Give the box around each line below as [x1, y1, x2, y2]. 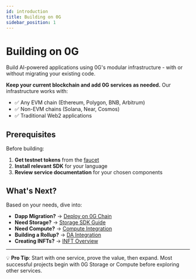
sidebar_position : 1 [6, 19, 57, 25]
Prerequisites [6, 129, 56, 139]
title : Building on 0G [6, 14, 61, 20]
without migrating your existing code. [6, 70, 96, 77]
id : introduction [6, 8, 48, 15]
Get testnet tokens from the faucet [14, 156, 99, 164]
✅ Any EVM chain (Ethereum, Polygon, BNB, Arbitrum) [14, 99, 145, 106]
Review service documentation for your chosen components [14, 169, 163, 176]
